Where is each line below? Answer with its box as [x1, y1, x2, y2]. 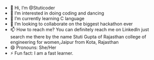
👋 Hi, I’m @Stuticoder [10, 5, 55, 11]
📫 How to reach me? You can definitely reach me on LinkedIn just [10, 27, 149, 32]
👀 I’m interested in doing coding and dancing [10, 10, 105, 16]
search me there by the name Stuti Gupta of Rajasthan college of [10, 34, 146, 40]
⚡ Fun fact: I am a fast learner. [10, 50, 73, 56]
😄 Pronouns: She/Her [10, 44, 57, 50]
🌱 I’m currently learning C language [10, 16, 85, 21]
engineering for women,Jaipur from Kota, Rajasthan [10, 39, 119, 45]
